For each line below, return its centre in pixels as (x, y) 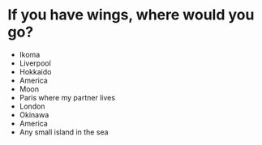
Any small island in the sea (64, 132)
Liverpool (35, 63)
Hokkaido (35, 71)
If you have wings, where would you (131, 15)
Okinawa (34, 114)
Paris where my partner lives (67, 97)
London (32, 106)
